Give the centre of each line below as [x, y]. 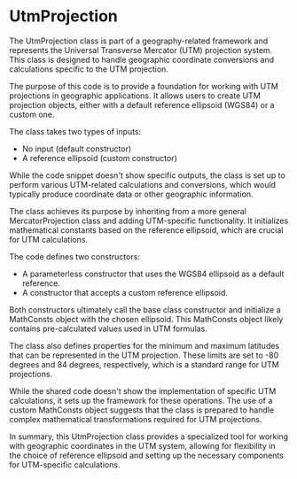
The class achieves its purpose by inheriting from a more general [128, 211]
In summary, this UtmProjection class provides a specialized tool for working [149, 437]
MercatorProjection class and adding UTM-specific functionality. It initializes [149, 220]
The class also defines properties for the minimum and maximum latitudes [145, 345]
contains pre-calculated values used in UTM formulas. [109, 328]
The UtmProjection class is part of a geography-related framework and [139, 41]
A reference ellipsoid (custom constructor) [99, 158]
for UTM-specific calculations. [65, 464]
